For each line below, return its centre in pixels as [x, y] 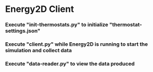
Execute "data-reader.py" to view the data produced [70, 64]
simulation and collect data [38, 51]
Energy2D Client [40, 9]
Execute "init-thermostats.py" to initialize [57, 25]
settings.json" [23, 31]
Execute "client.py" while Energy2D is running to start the [76, 44]
